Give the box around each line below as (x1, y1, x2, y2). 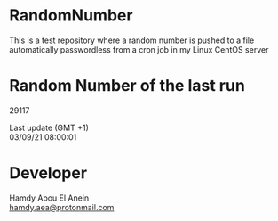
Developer (9, 163, 87, 184)
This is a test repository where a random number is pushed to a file (9, 35, 255, 45)
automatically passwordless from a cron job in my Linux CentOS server (9, 44, 269, 54)
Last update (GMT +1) (9, 122, 89, 133)
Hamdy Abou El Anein (9, 192, 90, 203)
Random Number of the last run (9, 76, 246, 96)
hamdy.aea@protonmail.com (9, 201, 115, 212)
